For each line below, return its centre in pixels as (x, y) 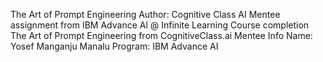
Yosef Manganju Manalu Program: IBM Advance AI (114, 46)
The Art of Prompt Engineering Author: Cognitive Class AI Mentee (145, 14)
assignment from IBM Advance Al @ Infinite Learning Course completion (160, 25)
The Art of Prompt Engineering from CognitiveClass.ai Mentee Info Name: (161, 35)
